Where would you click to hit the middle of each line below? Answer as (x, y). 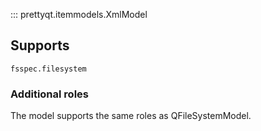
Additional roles (49, 94)
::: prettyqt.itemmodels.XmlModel (79, 14)
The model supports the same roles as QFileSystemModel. (131, 116)
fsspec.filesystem (48, 69)
